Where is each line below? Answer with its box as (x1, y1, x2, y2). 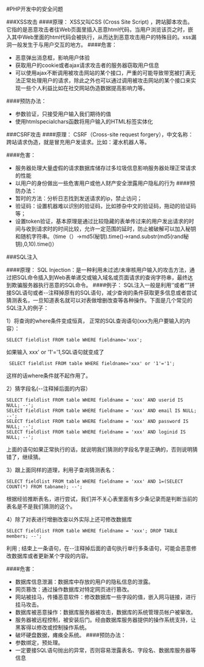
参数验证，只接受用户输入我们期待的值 (15, 110, 111, 117)
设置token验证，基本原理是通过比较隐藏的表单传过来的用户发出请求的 (15, 218, 189, 225)
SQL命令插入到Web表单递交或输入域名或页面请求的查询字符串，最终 (16, 274, 188, 281)
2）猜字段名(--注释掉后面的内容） (6, 385, 91, 392)
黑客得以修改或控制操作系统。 (15, 624, 90, 631)
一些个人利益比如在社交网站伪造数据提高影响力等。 (20, 85, 149, 91)
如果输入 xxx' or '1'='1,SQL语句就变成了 (6, 349, 104, 355)
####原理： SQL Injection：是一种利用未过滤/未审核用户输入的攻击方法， (6, 267, 190, 273)
